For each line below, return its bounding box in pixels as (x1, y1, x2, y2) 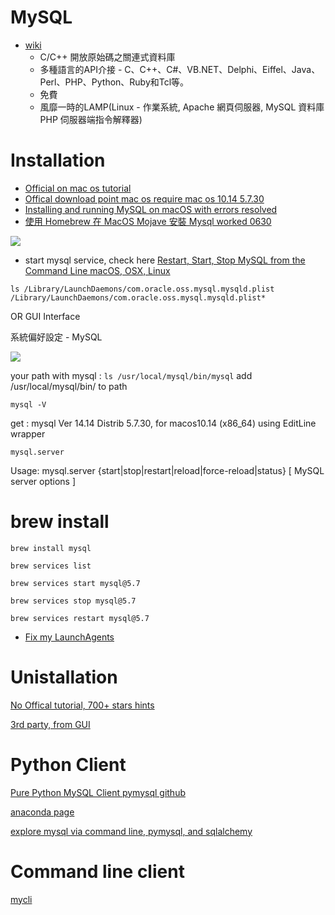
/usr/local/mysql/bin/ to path (10, 380, 128, 392)
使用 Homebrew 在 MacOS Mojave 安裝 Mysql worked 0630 (24, 215, 272, 227)
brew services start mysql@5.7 (10, 578, 141, 588)
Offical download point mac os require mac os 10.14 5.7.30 (24, 192, 265, 205)
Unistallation (10, 666, 118, 688)
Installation (10, 149, 106, 172)
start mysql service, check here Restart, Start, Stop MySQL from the (24, 254, 306, 266)
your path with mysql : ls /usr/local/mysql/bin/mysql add (10, 369, 253, 381)
